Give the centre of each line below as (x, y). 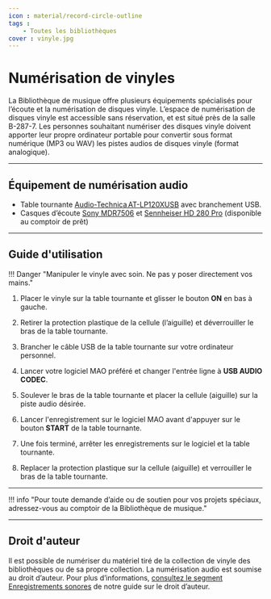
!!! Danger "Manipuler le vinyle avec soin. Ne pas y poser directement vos (130, 274)
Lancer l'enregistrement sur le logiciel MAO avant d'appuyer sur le (130, 419)
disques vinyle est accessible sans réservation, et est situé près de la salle (132, 118)
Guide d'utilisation (56, 255)
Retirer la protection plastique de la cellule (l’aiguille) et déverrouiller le (137, 322)
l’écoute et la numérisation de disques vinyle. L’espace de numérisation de (132, 109)
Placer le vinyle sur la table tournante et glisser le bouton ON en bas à (136, 298)
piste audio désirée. (53, 404)
